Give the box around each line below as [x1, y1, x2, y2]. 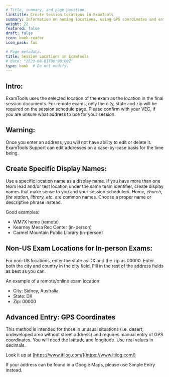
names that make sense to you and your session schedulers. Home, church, [6, 188, 162, 194]
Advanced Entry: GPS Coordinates [6, 313, 116, 321]
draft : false [6, 31, 33, 36]
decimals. [6, 342, 26, 348]
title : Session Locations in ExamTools [6, 54, 89, 59]
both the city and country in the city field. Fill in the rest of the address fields [6, 263, 164, 269]
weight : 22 [6, 21, 29, 27]
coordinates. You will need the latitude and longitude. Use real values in [6, 337, 153, 343]
